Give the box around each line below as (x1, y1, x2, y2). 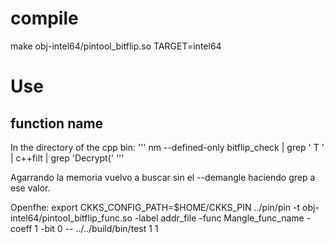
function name (10, 115, 104, 132)
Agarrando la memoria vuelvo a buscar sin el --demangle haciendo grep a (10, 171, 316, 183)
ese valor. (10, 182, 51, 194)
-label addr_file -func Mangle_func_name (134, 212, 305, 224)
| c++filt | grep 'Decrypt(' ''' (10, 152, 125, 164)
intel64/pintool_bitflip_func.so (10, 212, 133, 224)
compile (10, 7, 79, 30)
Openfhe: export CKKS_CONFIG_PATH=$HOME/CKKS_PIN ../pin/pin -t (10, 201, 301, 213)
